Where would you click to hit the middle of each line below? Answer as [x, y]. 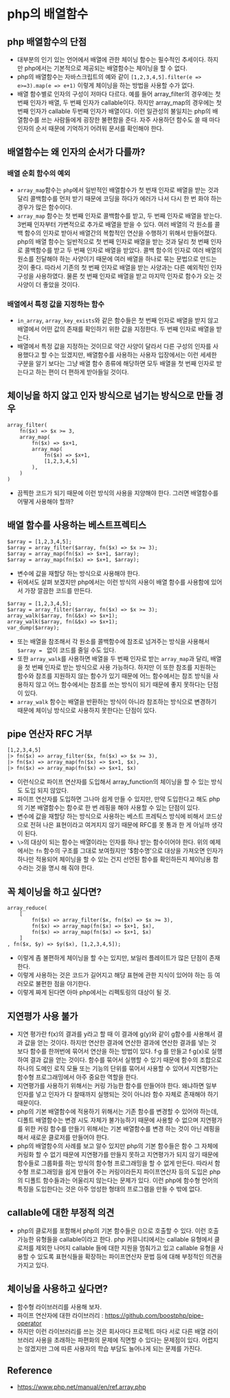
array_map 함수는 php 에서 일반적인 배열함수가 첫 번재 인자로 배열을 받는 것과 [118, 189]
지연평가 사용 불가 [43, 1016]
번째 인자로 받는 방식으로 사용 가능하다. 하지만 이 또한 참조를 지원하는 [124, 667]
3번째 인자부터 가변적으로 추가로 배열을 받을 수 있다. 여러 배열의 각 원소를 [115, 224]
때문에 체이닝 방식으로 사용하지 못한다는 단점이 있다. [87, 710]
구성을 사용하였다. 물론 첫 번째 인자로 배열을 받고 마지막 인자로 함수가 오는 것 [119, 275]
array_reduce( [27, 908]
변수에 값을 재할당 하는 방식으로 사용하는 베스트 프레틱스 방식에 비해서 [111, 816]
